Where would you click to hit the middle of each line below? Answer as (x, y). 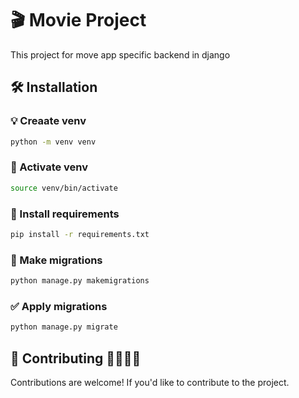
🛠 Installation (54, 87)
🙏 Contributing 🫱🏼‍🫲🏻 (76, 358)
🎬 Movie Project (78, 20)
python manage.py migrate (64, 327)
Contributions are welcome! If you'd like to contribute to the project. (150, 382)
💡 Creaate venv (48, 121)
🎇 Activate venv (49, 167)
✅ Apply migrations (59, 306)
